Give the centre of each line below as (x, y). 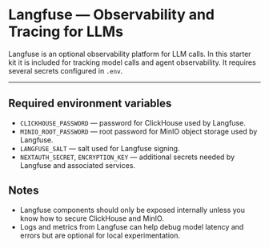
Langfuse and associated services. (78, 165)
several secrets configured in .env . (66, 70)
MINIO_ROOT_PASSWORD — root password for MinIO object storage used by (139, 131)
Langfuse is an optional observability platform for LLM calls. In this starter (130, 54)
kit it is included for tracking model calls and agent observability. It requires (132, 62)
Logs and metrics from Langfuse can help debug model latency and (132, 226)
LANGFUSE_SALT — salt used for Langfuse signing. (100, 148)
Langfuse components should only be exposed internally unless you (132, 210)
